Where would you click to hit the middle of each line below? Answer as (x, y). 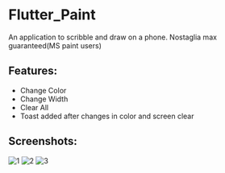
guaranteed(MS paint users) (55, 45)
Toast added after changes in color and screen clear (107, 116)
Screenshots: (43, 141)
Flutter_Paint (52, 15)
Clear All (34, 107)
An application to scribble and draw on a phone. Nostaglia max (113, 37)
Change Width (44, 99)
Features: (33, 71)
